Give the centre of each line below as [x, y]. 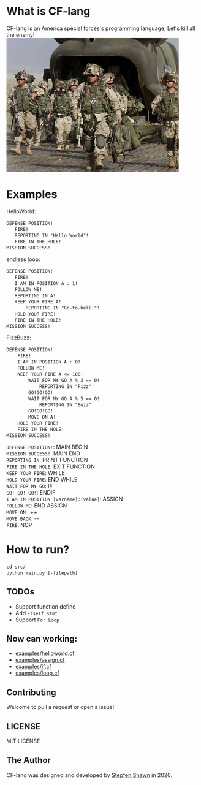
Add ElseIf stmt [36, 613]
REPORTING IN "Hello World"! [51, 235]
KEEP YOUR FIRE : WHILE [36, 472]
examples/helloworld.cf [45, 653]
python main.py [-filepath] [42, 573]
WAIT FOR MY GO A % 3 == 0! [64, 380]
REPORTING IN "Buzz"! [67, 405]
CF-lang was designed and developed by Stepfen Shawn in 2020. [89, 775]
